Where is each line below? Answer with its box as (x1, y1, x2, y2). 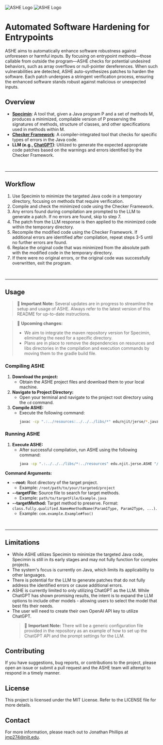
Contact (5, 716, 30, 725)
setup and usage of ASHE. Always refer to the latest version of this (16, 306, 150, 312)
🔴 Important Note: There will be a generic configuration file (24, 622, 143, 628)
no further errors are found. (12, 239, 67, 245)
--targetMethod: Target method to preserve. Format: (12, 500, 119, 506)
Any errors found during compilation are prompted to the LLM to (12, 209, 141, 214)
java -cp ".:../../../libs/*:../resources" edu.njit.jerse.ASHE (19, 461, 152, 466)
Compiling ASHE (5, 363, 45, 370)
